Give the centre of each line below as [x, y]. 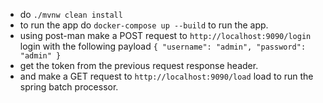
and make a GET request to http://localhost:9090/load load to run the [166, 76]
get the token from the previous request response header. [139, 65]
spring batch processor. [69, 87]
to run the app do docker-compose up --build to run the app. [144, 25]
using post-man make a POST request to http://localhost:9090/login [165, 35]
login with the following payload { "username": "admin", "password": [163, 46]
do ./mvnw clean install [71, 14]
